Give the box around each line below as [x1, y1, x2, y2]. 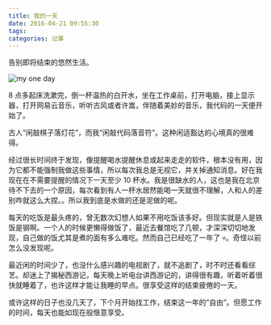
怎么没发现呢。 [8, 243, 58, 253]
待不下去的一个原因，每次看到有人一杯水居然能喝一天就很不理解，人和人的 [8, 185, 256, 195]
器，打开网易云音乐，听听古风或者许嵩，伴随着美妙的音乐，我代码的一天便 [8, 100, 256, 110]
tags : [8, 27, 27, 35]
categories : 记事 [8, 34, 65, 43]
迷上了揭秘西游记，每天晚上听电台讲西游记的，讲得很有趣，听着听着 [29, 270, 256, 280]
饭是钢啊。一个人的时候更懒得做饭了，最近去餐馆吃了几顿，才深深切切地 [8, 223, 248, 233]
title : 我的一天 [8, 11, 58, 20]
